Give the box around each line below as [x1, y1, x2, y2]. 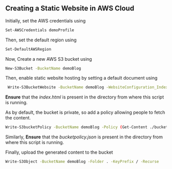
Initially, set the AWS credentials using [5, 17, 86, 23]
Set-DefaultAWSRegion [5, 46, 52, 52]
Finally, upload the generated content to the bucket [5, 149, 114, 155]
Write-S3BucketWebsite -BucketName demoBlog [7, 85, 104, 90]
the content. [5, 115, 31, 121]
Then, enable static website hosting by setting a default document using [5, 75, 158, 81]
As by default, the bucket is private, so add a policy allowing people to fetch [5, 109, 165, 115]
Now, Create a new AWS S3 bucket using [5, 56, 92, 62]
